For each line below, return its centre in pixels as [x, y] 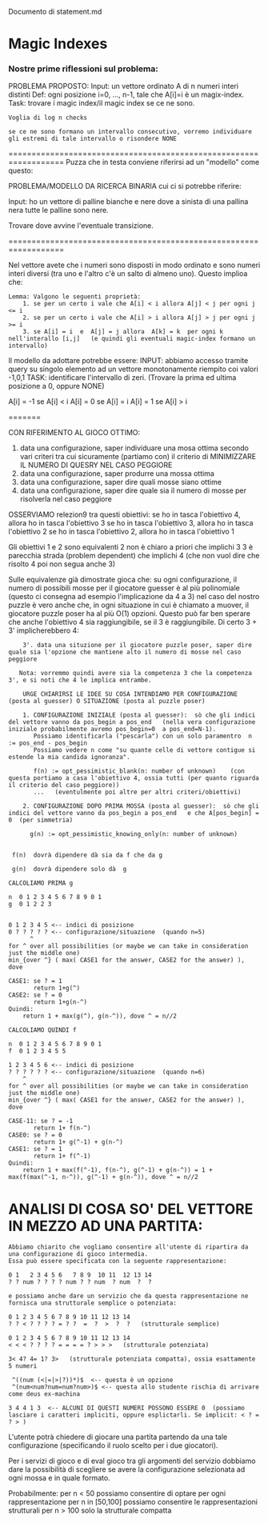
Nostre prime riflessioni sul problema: [83, 69]
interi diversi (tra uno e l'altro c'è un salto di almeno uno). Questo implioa [128, 274]
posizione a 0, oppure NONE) [57, 386]
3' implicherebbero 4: [44, 630]
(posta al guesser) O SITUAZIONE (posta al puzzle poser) [107, 702]
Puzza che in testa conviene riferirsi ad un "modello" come [163, 162]
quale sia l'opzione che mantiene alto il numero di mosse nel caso [125, 652]
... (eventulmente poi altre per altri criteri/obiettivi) [137, 792]
